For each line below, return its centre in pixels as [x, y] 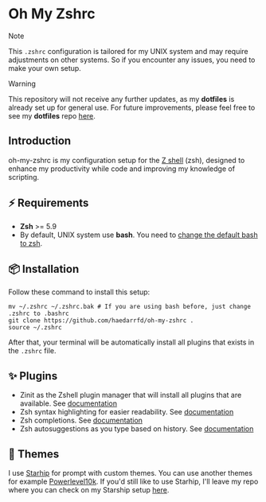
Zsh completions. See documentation [81, 420]
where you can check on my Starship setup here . [89, 490]
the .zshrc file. [33, 351]
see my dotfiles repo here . [52, 115]
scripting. [24, 177]
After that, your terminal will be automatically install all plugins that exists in [131, 342]
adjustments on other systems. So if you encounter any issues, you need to [132, 60]
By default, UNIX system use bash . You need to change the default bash [139, 235]
